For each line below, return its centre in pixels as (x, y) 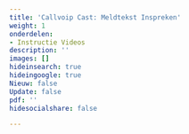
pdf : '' (24, 100)
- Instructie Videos (48, 42)
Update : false (36, 91)
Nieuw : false (33, 83)
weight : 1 (28, 26)
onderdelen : (31, 34)
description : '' (39, 51)
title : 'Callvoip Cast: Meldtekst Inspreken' (95, 17)
